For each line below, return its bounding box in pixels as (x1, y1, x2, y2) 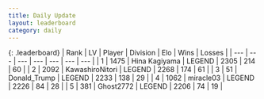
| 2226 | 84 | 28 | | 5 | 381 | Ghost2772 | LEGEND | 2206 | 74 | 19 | (8, 82, 224, 91)
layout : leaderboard (8, 19, 77, 27)
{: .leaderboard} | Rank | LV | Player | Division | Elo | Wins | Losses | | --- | (8, 48, 248, 58)
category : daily (8, 26, 62, 34)
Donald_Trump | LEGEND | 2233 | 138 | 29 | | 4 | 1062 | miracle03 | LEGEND (8, 73, 255, 83)
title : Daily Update (8, 11, 77, 20)
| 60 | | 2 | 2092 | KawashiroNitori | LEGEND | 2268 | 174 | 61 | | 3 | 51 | (8, 65, 238, 74)
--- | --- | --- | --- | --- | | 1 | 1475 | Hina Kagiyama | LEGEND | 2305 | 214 (17, 56, 256, 66)
